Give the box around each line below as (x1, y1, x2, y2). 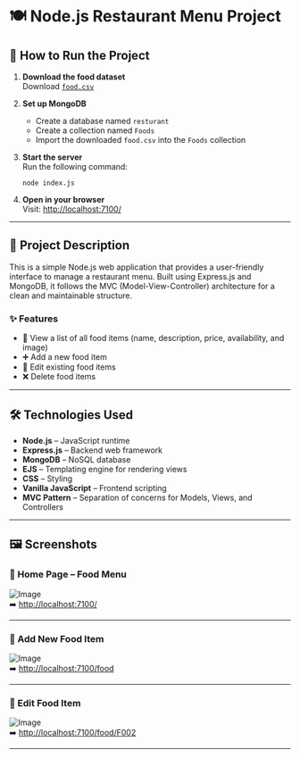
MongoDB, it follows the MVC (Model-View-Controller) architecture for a (9, 280, 275, 291)
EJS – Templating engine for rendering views (21, 463, 187, 474)
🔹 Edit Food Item (9, 696, 81, 709)
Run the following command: (21, 162, 128, 171)
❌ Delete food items (21, 371, 96, 382)
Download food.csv (21, 81, 95, 91)
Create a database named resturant (35, 116, 170, 126)
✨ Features (9, 312, 59, 325)
